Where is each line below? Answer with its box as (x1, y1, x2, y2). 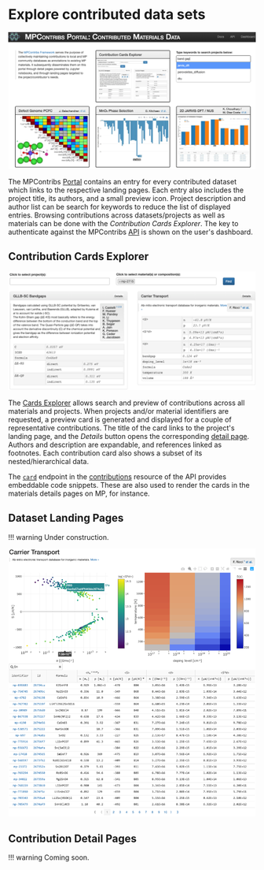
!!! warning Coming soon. (8, 853, 90, 862)
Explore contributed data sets (8, 6, 206, 24)
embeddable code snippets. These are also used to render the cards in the (8, 481, 250, 489)
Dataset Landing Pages (8, 511, 124, 525)
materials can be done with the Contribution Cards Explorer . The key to (8, 219, 239, 229)
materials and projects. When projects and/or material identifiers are (8, 407, 229, 415)
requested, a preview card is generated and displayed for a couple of (8, 415, 232, 424)
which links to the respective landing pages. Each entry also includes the (8, 185, 244, 195)
